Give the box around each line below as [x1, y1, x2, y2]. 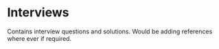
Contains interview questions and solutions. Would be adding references [7, 27, 213, 35]
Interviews [7, 5, 69, 20]
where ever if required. [7, 34, 72, 42]
